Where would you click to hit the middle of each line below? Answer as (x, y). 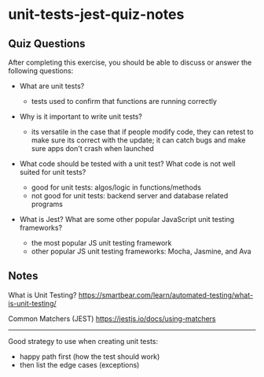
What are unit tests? (52, 86)
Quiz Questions (47, 44)
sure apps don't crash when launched (93, 148)
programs (47, 204)
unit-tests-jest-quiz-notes (96, 15)
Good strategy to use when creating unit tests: (83, 341)
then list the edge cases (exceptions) (79, 364)
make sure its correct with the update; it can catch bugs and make (138, 140)
